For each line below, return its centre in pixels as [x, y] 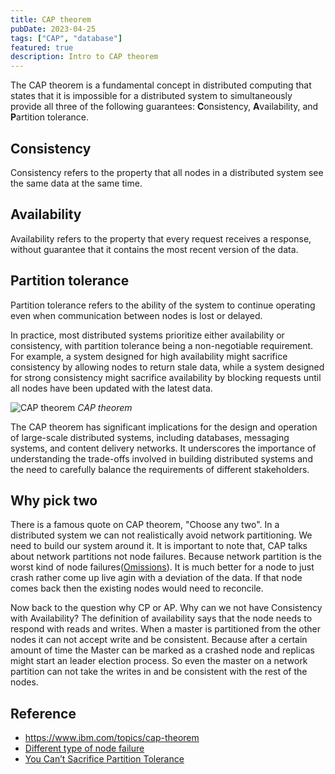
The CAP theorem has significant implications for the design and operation [164, 427]
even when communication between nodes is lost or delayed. [136, 315]
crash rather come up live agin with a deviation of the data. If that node [156, 578]
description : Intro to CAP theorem [84, 57]
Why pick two [54, 500]
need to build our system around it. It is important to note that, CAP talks [159, 546]
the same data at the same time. [76, 183]
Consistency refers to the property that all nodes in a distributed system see [167, 172]
